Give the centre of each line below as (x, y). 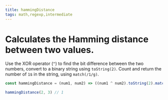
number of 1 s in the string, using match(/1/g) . (52, 74)
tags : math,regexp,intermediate (39, 14)
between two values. (49, 50)
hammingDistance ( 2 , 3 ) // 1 (34, 92)
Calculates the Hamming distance (77, 39)
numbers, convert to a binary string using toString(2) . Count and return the (83, 69)
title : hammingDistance (30, 10)
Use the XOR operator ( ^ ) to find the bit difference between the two (74, 63)
